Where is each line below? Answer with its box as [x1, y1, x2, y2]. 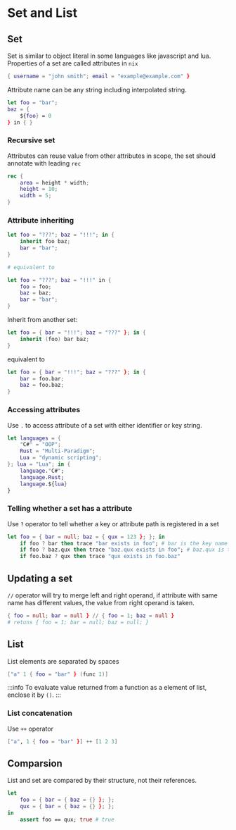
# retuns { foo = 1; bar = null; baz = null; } [7, 619, 150, 626]
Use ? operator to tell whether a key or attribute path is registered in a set [7, 519, 219, 528]
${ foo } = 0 [20, 112, 52, 119]
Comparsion [7, 757, 63, 769]
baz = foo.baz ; [20, 382, 65, 389]
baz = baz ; [20, 290, 52, 297]
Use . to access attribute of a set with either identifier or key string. [7, 421, 202, 429]
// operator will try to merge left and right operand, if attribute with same [7, 591, 218, 600]
